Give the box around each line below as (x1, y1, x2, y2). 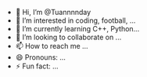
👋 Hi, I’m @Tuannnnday (15, 8, 91, 16)
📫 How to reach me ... (15, 42, 88, 50)
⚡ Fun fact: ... (15, 61, 59, 71)
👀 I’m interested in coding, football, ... (15, 16, 136, 25)
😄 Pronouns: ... (15, 53, 66, 62)
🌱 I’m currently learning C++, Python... (15, 24, 140, 33)
